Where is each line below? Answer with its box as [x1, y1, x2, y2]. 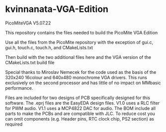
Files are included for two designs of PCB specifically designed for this [5, 95, 151, 101]
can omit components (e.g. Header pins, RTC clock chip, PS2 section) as [5, 116, 154, 122]
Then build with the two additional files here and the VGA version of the [5, 54, 152, 60]
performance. [5, 85, 33, 91]
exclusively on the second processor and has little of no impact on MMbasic [5, 80, 162, 86]
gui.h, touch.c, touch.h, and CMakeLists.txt [5, 44, 93, 50]
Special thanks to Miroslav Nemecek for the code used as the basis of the [5, 69, 157, 75]
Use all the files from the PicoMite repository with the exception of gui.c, [5, 39, 153, 45]
